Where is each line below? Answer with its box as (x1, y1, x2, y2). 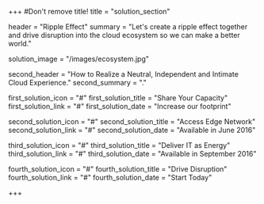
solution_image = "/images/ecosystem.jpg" (8, 55, 149, 63)
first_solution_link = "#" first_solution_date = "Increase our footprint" (8, 102, 231, 111)
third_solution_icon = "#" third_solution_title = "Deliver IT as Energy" (8, 141, 231, 149)
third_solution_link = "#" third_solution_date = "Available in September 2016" (8, 149, 257, 158)
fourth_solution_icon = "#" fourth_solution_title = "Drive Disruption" (8, 164, 228, 173)
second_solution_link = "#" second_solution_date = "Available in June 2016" (8, 126, 256, 134)
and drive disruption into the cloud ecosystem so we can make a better (8, 31, 240, 40)
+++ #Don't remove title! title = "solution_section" (8, 7, 170, 16)
